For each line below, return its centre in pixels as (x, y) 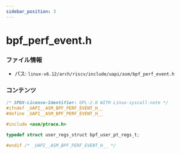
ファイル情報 (24, 60)
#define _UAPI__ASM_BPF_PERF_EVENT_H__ (55, 114)
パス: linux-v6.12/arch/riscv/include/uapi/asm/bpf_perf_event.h (94, 74)
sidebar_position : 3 (31, 11)
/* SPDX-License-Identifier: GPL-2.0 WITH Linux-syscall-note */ (87, 103)
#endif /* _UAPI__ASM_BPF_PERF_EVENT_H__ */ (61, 145)
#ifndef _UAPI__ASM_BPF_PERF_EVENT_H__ (55, 108)
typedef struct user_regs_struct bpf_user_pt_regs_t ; (73, 135)
